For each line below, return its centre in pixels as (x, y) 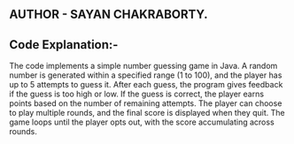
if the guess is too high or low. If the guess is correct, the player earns (136, 94)
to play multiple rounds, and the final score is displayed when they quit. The (147, 113)
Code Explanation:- (64, 45)
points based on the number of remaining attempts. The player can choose (146, 103)
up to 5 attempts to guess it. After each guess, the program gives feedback (146, 85)
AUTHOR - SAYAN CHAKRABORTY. (108, 15)
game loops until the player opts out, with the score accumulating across (142, 122)
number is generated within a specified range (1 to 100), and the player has (146, 75)
